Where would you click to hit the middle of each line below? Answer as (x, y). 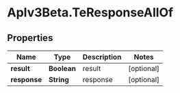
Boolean (62, 68)
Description (102, 57)
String (59, 80)
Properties (30, 38)
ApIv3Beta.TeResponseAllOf (90, 13)
